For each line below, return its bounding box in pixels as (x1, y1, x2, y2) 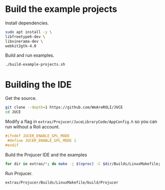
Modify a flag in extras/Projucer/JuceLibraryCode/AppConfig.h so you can (5, 118, 158, 124)
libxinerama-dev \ (5, 39, 43, 44)
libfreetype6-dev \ (5, 34, 46, 39)
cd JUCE (5, 109, 21, 115)
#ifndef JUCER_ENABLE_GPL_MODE (5, 133, 70, 138)
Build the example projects (5, 3, 117, 15)
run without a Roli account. (5, 124, 60, 130)
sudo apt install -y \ (5, 29, 52, 34)
